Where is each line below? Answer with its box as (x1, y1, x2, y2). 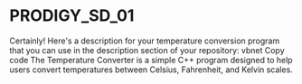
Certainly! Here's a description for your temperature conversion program (9, 35, 280, 46)
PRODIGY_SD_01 (9, 5, 135, 26)
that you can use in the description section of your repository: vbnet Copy (9, 44, 285, 55)
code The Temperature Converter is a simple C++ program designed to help (9, 54, 293, 65)
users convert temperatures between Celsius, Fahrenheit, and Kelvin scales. (9, 64, 294, 75)
